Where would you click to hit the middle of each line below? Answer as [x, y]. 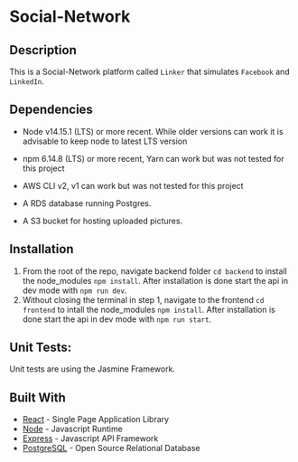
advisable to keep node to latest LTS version [105, 141]
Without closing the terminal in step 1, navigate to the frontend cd [143, 299]
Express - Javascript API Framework [90, 438]
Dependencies [51, 110]
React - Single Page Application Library [96, 420]
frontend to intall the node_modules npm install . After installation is [149, 309]
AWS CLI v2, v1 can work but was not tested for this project [133, 185]
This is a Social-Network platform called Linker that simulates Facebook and [150, 71]
